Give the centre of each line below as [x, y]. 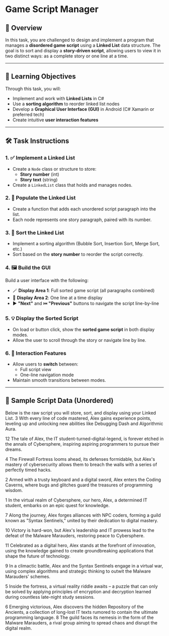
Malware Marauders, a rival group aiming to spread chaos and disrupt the [81, 622]
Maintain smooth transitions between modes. [59, 380]
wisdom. [14, 490]
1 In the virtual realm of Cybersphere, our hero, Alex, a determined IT [76, 500]
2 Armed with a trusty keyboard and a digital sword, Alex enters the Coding [83, 479]
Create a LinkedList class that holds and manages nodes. [72, 185]
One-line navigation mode [47, 375]
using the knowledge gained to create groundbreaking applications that [79, 550]
